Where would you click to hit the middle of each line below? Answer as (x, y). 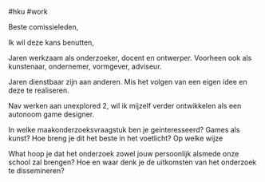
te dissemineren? (37, 170)
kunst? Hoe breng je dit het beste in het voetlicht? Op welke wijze (116, 138)
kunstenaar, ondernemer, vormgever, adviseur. (85, 66)
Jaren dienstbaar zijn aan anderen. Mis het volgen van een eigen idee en (128, 82)
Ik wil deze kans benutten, (51, 42)
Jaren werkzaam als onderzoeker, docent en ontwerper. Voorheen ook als (130, 58)
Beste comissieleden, (44, 27)
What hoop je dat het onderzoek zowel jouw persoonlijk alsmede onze (124, 154)
